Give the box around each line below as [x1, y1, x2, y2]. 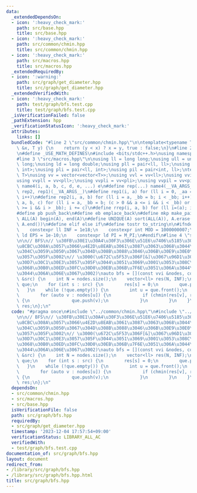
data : [6, 8, 19, 15]
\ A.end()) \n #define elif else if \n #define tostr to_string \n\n [16, 221, 177, 227]
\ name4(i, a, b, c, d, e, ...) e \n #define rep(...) [16, 183, 148, 189]
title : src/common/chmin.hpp [16, 47, 88, 53]
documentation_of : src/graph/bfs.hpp [6, 450, 98, 457]
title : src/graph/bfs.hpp [6, 478, 69, 484]
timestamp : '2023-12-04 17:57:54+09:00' [11, 429, 111, 435]
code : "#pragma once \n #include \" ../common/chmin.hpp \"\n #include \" [11, 309, 185, 315]
